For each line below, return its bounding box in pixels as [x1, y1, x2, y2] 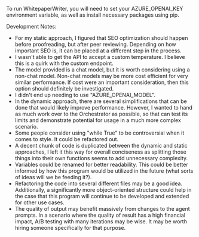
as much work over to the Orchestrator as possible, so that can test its [14, 110, 188, 117]
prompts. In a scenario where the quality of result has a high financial [14, 211, 186, 219]
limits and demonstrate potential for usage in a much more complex [14, 117, 181, 124]
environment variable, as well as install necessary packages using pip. [6, 11, 179, 18]
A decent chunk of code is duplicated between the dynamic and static [14, 142, 188, 149]
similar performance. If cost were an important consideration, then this [14, 79, 189, 86]
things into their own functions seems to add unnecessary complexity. [14, 155, 188, 161]
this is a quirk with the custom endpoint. [14, 60, 114, 67]
